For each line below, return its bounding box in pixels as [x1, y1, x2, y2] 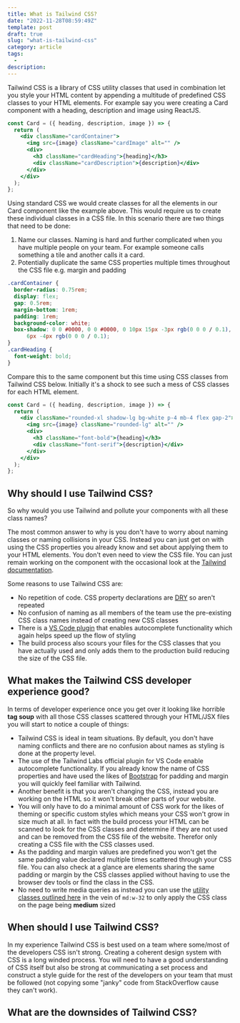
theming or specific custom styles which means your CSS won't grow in [17, 810, 230, 818]
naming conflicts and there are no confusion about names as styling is [17, 741, 225, 750]
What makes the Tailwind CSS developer [7, 675, 192, 687]
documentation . [7, 565, 54, 575]
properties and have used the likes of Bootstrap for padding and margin [17, 772, 229, 780]
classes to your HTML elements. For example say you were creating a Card [7, 98, 229, 107]
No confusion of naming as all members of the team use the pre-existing [17, 608, 232, 618]
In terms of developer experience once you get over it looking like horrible [7, 705, 226, 713]
